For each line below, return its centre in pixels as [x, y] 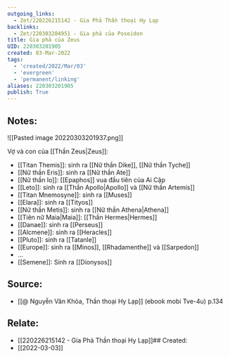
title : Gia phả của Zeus [44, 40]
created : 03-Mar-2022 [39, 53]
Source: [25, 285]
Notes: [22, 121]
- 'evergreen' [34, 72]
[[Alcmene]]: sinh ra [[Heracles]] [65, 232]
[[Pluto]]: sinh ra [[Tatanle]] [57, 239]
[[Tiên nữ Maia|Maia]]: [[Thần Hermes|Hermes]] [87, 217]
